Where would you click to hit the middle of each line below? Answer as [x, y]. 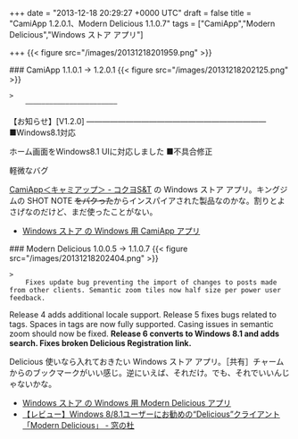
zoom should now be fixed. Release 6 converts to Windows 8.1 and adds [144, 333]
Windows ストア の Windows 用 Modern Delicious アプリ [127, 403]
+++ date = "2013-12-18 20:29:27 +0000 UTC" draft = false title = [130, 13]
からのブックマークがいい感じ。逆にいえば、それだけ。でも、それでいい [142, 373]
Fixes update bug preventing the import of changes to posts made [151, 283]
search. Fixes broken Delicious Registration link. [100, 343]
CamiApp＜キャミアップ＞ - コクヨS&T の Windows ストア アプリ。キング [145, 190]
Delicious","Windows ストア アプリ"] [76, 34]
